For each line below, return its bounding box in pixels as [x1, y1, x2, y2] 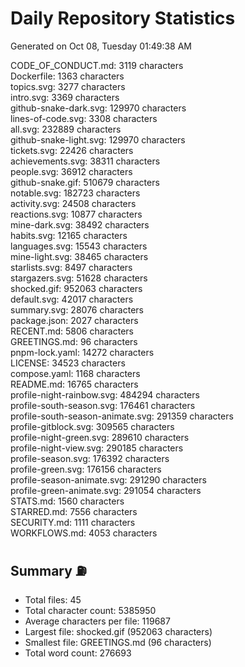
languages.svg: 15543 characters [10, 240, 148, 252]
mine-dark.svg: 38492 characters [10, 218, 150, 231]
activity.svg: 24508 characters [10, 197, 137, 209]
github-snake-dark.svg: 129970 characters [10, 102, 187, 114]
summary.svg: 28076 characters [10, 303, 144, 316]
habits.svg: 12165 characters [10, 229, 128, 241]
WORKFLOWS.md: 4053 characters [10, 527, 158, 539]
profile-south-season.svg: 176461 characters [10, 399, 196, 411]
